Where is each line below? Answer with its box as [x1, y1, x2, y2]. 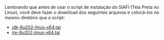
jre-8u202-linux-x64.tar [11, 30, 60, 35]
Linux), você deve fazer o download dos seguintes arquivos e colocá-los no [4, 9, 160, 15]
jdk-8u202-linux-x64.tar [11, 24, 61, 30]
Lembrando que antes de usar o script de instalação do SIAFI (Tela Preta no [4, 4, 159, 10]
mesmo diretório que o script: [4, 15, 65, 20]
